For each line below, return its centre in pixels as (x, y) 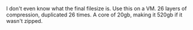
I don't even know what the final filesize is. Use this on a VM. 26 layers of (96, 9)
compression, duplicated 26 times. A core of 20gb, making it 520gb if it (94, 15)
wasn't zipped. (25, 21)
